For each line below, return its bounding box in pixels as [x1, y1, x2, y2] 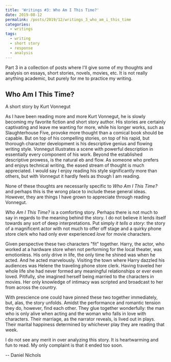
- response [10, 46, 33, 51]
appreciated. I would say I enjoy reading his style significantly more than [5, 168, 157, 174]
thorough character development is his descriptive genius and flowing [5, 141, 153, 147]
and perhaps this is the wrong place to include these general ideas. [5, 189, 147, 195]
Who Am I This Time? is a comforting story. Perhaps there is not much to [5, 209, 158, 215]
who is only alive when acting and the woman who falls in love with [5, 310, 146, 317]
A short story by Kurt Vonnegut [5, 103, 71, 110]
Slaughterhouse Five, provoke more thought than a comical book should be [5, 130, 164, 136]
